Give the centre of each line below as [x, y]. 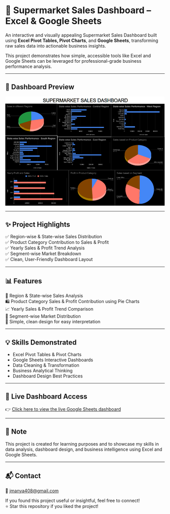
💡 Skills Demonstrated [41, 342]
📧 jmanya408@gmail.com [32, 491]
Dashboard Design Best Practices [48, 376]
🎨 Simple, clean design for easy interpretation [53, 322]
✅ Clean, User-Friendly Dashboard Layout [49, 260]
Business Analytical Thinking [42, 371]
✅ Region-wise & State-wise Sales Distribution [54, 237]
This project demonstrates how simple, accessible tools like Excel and [78, 56]
